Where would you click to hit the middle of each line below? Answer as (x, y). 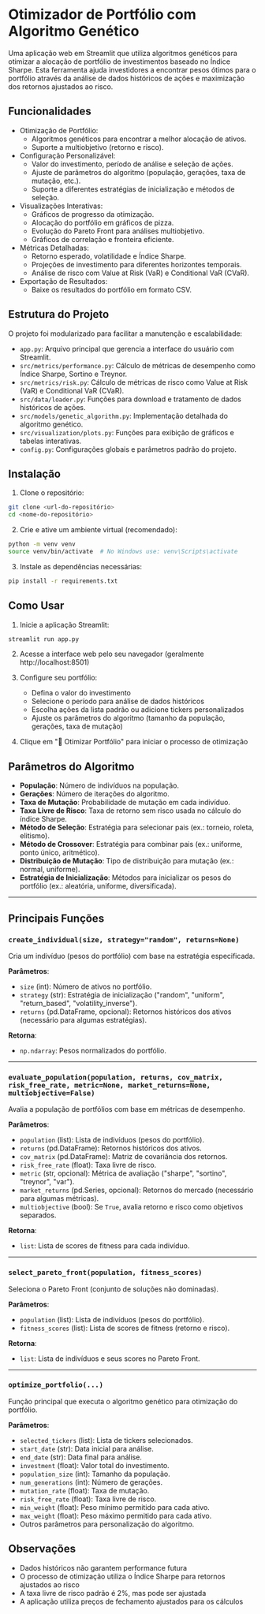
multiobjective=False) (52, 1093)
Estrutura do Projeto (59, 314)
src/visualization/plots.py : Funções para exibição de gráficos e (127, 432)
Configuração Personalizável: (67, 155)
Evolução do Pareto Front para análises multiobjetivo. (118, 231)
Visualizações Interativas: (61, 206)
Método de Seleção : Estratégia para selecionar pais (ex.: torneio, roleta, (137, 828)
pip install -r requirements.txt (63, 581)
